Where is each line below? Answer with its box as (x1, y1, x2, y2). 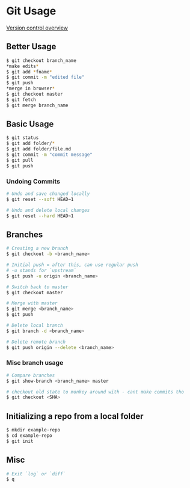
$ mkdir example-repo (6, 427, 61, 433)
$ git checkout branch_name (6, 57, 77, 64)
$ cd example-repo (6, 433, 52, 439)
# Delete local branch (6, 323, 63, 329)
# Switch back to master (6, 284, 69, 290)
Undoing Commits (6, 177, 60, 185)
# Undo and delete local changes (6, 207, 90, 213)
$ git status (6, 135, 39, 141)
